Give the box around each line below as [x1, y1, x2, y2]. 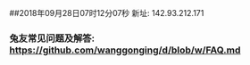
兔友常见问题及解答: [9, 32, 96, 45]
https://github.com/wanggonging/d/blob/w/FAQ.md [9, 44, 241, 56]
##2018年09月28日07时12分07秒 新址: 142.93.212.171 [9, 8, 204, 18]
